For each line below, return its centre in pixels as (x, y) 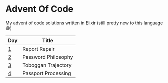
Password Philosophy (48, 57)
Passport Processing (47, 73)
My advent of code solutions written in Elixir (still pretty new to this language (84, 23)
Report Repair (39, 49)
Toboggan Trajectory (47, 65)
